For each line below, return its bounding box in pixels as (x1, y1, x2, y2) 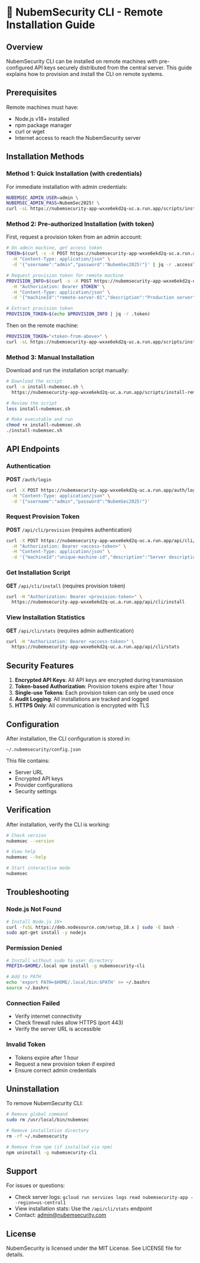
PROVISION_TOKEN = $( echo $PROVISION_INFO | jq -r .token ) (6, 311, 151, 317)
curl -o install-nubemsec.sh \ (6, 384, 84, 390)
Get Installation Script (6, 568, 71, 577)
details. (6, 1251, 24, 1258)
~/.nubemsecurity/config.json (6, 747, 82, 753)
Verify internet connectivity (14, 1013, 82, 1020)
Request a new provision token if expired (14, 1060, 115, 1068)
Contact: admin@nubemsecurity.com (14, 1212, 107, 1219)
